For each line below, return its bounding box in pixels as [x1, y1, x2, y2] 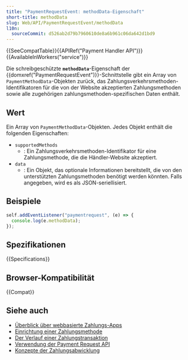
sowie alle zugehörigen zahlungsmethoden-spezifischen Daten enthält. [6, 90, 181, 98]
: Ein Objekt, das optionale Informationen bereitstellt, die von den [23, 166, 182, 173]
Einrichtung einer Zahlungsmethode [14, 328, 103, 335]
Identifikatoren [6, 84, 42, 91]
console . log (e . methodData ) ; [11, 218, 81, 224]
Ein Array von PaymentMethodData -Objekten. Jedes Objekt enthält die [6, 123, 173, 130]
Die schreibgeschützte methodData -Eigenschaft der [6, 65, 130, 72]
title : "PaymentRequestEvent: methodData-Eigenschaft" [6, 8, 145, 15]
